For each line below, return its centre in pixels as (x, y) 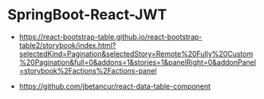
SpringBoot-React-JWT (87, 15)
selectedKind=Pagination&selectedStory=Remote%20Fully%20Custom (136, 53)
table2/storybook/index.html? (67, 45)
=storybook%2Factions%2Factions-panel (88, 70)
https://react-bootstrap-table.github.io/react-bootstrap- (110, 37)
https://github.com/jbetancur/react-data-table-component (115, 86)
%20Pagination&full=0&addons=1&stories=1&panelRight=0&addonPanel (138, 62)
